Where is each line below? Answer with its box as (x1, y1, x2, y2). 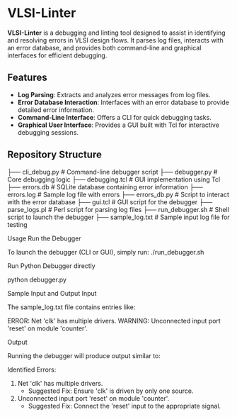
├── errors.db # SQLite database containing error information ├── (7, 182, 203, 191)
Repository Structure (7, 149, 103, 161)
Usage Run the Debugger (7, 234, 81, 243)
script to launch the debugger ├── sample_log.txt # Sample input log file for (7, 213, 230, 221)
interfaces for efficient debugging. (7, 51, 108, 60)
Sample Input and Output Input (7, 289, 97, 297)
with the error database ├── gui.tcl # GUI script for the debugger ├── (7, 197, 213, 206)
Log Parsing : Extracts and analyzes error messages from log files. (17, 90, 211, 99)
